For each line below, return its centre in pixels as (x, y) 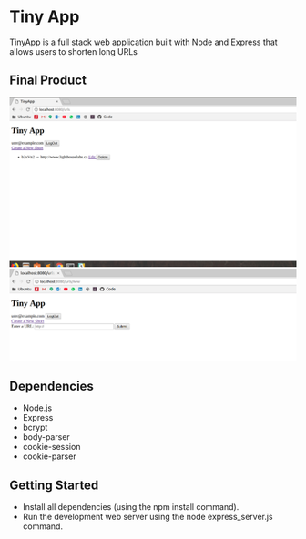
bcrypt (35, 427)
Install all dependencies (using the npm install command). (131, 507)
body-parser (46, 437)
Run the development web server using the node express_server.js (148, 517)
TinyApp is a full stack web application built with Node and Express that (143, 42)
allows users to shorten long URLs (74, 51)
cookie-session (51, 447)
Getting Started (54, 485)
